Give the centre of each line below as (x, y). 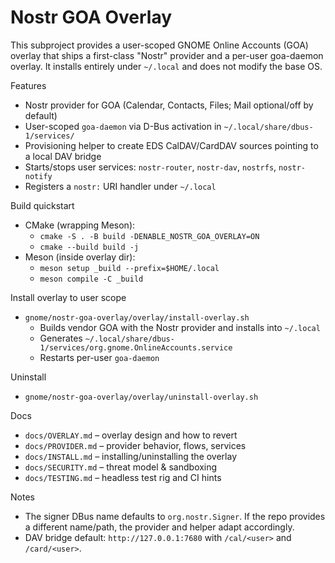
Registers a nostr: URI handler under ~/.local (120, 186)
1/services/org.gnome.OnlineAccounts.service (136, 347)
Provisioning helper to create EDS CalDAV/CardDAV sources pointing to (171, 145)
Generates (61, 338)
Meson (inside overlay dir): (80, 257)
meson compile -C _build (91, 279)
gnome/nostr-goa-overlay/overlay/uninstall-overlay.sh (141, 397)
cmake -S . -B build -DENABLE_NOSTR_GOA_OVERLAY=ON (149, 236)
